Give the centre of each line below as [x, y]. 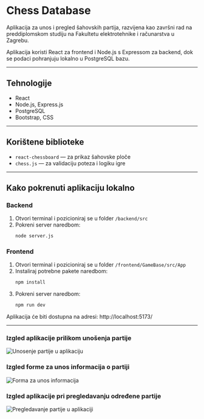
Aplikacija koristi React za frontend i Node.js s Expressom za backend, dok [100, 52]
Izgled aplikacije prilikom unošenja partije [69, 338]
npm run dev [30, 305]
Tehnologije [29, 83]
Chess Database [49, 11]
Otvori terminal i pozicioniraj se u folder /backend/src [81, 219]
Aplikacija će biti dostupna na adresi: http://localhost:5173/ [80, 317]
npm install [30, 282]
